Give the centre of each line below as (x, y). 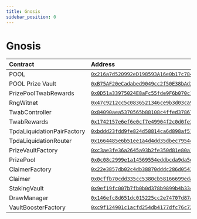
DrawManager (29, 198)
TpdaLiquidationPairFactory (47, 131)
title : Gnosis (23, 11)
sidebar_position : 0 (31, 17)
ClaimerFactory (30, 169)
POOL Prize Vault (33, 84)
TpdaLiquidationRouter (40, 141)
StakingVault (26, 189)
